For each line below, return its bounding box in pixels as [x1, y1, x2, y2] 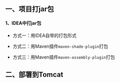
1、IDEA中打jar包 [5, 20, 42, 26]
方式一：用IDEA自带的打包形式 [12, 32, 77, 38]
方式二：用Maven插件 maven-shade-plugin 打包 [12, 43, 108, 49]
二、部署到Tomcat [5, 70, 64, 79]
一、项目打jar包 [5, 5, 54, 14]
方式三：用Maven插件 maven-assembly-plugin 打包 [12, 54, 115, 60]
